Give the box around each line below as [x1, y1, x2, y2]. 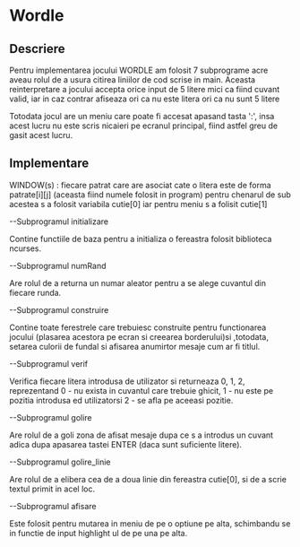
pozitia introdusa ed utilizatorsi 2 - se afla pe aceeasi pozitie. [9, 395, 234, 405]
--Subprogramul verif [9, 358, 89, 369]
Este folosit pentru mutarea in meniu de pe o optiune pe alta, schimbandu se [9, 517, 291, 529]
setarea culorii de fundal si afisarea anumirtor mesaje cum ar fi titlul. [9, 341, 261, 352]
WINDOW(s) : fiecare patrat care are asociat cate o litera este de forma [9, 179, 271, 190]
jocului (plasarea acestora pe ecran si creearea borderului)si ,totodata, [9, 331, 269, 342]
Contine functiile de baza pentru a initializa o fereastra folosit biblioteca [9, 233, 272, 244]
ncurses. [9, 243, 42, 254]
